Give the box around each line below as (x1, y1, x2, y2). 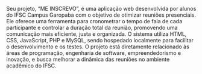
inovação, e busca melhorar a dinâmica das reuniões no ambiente (6, 56, 170, 63)
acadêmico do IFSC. (6, 62, 57, 69)
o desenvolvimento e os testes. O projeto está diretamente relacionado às (6, 43, 190, 50)
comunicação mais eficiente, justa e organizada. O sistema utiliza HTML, (6, 30, 187, 38)
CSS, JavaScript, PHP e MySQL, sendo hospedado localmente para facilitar (6, 37, 194, 44)
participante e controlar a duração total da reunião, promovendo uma (6, 24, 178, 31)
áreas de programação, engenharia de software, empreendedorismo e (6, 50, 181, 56)
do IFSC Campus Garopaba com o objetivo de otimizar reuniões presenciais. (6, 11, 196, 18)
